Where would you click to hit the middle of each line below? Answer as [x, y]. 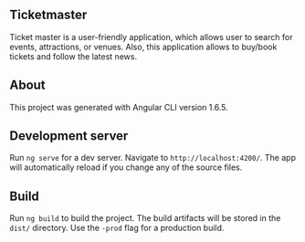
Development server [69, 136]
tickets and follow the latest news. [74, 56]
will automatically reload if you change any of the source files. [126, 167]
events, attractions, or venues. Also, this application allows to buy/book [143, 47]
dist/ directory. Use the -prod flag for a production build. [117, 228]
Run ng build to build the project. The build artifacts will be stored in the [145, 218]
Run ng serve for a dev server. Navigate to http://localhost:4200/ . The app [153, 158]
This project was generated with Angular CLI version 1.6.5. [119, 107]
